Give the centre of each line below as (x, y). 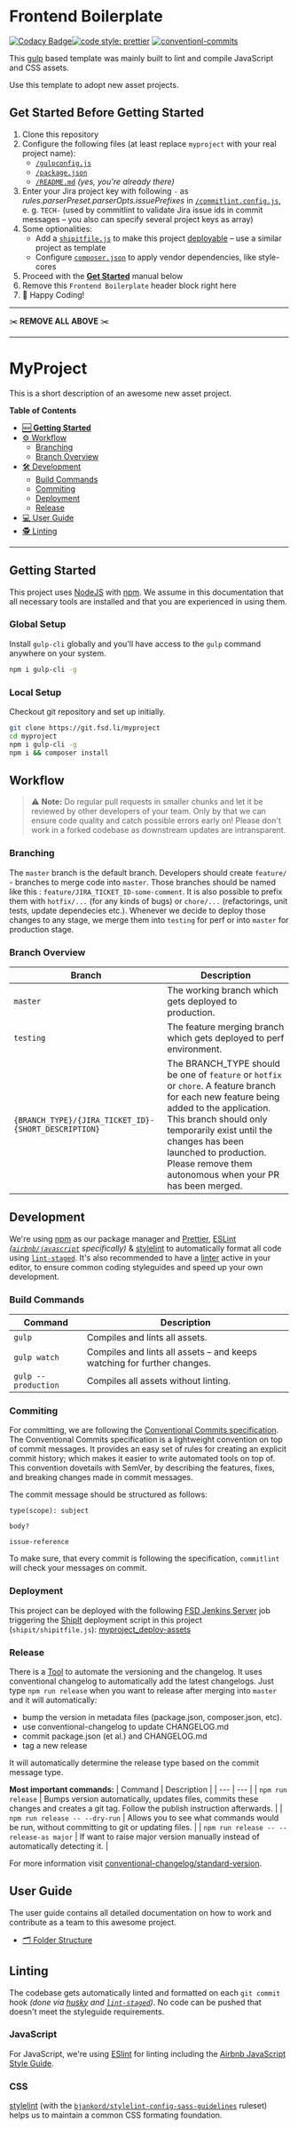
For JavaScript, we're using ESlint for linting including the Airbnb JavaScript (148, 2053)
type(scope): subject (49, 1511)
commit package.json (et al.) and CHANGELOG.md (114, 1736)
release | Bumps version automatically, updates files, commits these (134, 1798)
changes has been (205, 1141)
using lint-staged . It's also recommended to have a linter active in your (140, 1257)
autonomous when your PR (223, 1174)
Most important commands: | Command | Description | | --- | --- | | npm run (149, 1789)
